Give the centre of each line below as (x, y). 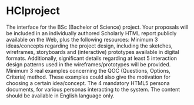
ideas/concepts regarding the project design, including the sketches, (89, 46)
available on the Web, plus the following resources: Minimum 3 (82, 39)
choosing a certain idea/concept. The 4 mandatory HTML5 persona (88, 83)
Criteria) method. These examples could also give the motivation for (88, 77)
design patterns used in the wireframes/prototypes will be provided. (88, 64)
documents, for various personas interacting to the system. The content (93, 89)
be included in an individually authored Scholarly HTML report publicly (91, 33)
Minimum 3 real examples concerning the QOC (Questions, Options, (88, 70)
